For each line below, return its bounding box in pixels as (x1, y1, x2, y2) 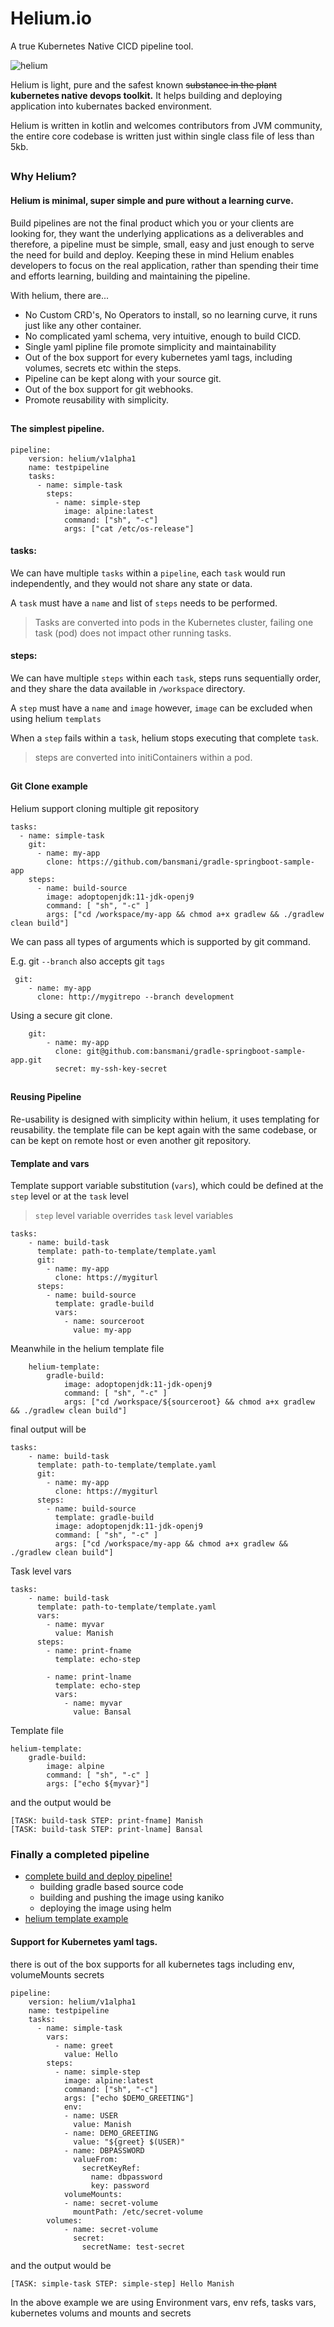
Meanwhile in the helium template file (10, 1343, 165, 1355)
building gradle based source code (39, 1881, 184, 1893)
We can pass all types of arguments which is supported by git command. (10, 935, 311, 947)
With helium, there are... (10, 289, 110, 301)
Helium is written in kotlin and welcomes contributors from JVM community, (10, 119, 323, 131)
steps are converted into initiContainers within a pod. (34, 751, 253, 763)
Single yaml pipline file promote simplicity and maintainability (24, 340, 277, 352)
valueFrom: (73, 2154, 118, 2164)
